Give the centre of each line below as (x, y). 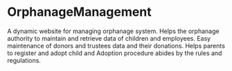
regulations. (24, 60)
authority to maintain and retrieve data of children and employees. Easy (109, 38)
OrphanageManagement (79, 12)
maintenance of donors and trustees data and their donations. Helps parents (116, 45)
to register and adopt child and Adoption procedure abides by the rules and (115, 53)
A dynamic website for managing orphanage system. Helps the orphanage (113, 31)
